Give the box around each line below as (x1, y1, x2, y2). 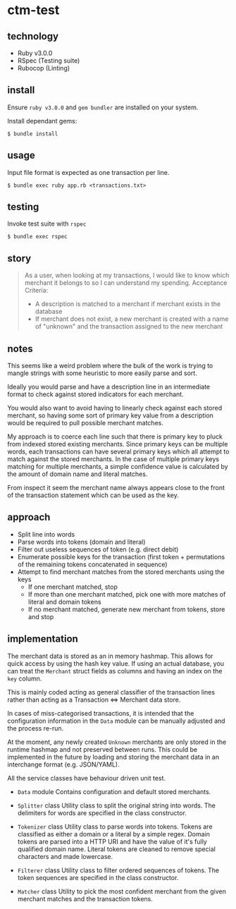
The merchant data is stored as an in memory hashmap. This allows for (7, 652, 213, 660)
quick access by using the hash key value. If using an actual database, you (7, 659, 224, 668)
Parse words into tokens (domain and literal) (17, 537, 146, 546)
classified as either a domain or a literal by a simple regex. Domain (17, 829, 210, 838)
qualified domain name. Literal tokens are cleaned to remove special (17, 845, 216, 853)
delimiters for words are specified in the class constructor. (17, 808, 187, 817)
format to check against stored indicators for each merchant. (7, 390, 185, 398)
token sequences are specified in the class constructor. (17, 873, 179, 881)
